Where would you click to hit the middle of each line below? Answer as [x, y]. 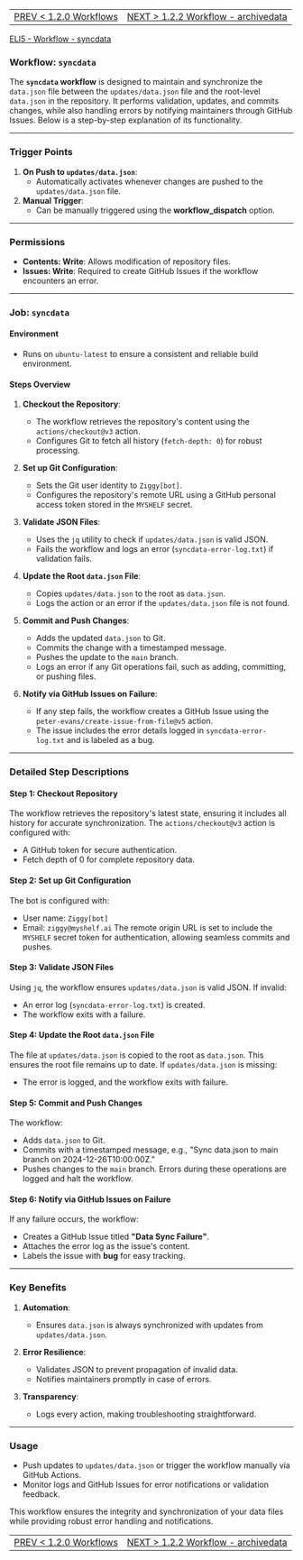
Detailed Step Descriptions [69, 772]
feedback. [41, 1494]
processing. [58, 451]
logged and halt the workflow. [78, 1179]
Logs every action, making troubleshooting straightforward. [146, 1414]
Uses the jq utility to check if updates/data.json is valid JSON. [152, 539]
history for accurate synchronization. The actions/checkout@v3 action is [142, 823]
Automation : [46, 1308]
